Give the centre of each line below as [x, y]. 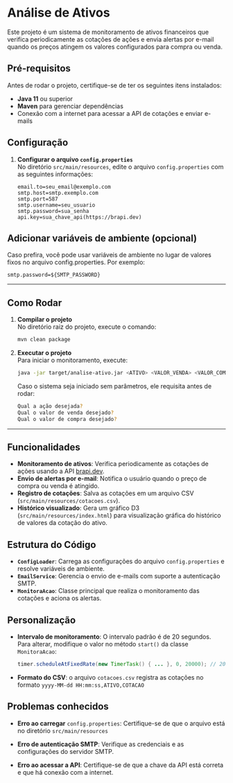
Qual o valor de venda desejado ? [66, 413]
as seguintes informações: [55, 174]
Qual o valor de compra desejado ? [67, 419]
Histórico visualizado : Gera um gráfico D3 [78, 508]
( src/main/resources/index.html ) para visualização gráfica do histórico [119, 515]
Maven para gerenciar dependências [70, 106]
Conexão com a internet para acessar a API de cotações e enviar [110, 113]
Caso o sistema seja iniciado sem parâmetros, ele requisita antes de [114, 386]
